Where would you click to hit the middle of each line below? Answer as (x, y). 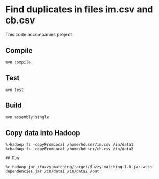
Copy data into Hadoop (43, 133)
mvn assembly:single (27, 117)
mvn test (15, 90)
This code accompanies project (39, 34)
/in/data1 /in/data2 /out (72, 172)
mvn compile (18, 62)
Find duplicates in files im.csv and (79, 9)
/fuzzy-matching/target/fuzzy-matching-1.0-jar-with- (96, 167)
